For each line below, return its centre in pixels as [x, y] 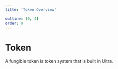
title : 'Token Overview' [31, 10]
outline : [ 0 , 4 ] [22, 18]
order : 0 [14, 23]
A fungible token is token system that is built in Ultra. [59, 61]
